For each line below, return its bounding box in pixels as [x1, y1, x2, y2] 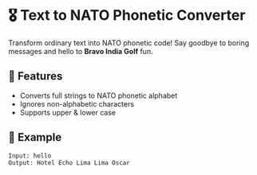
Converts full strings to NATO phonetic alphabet [19, 91, 178, 100]
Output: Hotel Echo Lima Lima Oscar [8, 159, 130, 167]
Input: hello [8, 152, 52, 160]
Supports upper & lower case [19, 107, 117, 117]
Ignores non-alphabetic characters [19, 99, 134, 108]
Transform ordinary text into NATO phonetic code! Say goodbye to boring [8, 37, 250, 48]
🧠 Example [8, 130, 62, 144]
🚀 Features [8, 69, 63, 84]
